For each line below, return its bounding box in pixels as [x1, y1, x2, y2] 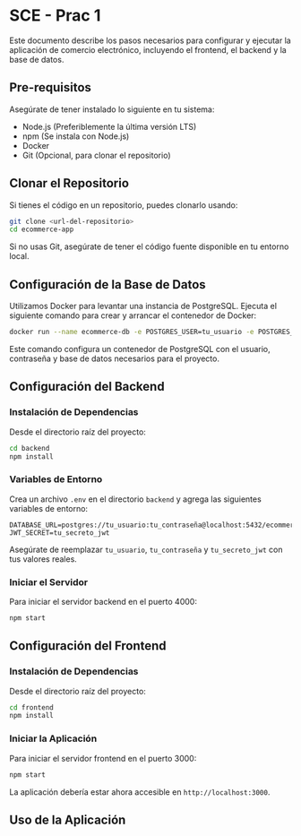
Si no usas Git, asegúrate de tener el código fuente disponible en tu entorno [9, 241, 289, 252]
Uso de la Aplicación [9, 812, 126, 827]
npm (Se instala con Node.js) [21, 131, 130, 142]
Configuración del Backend [9, 379, 165, 394]
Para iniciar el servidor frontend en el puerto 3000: [9, 753, 197, 763]
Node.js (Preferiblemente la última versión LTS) [21, 121, 197, 132]
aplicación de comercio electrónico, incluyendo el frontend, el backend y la [9, 44, 287, 55]
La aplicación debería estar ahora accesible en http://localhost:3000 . [9, 786, 271, 797]
